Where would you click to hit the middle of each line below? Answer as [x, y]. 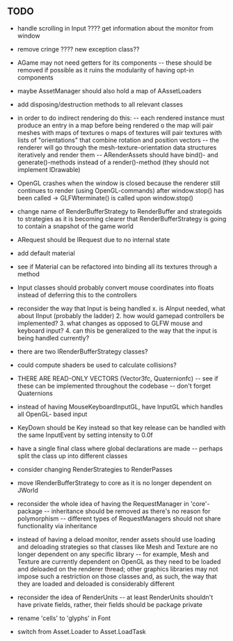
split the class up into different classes [72, 456]
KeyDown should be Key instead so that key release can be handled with [121, 427]
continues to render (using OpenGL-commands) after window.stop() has [121, 190]
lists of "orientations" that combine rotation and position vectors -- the [118, 140]
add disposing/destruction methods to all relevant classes [100, 104]
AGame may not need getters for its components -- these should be [114, 63]
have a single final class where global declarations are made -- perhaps [120, 448]
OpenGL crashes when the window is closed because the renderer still [119, 183]
